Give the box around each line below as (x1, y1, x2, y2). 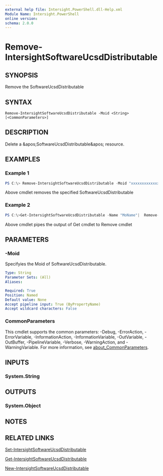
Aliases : (5, 279, 23, 284)
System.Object (5, 402, 41, 409)
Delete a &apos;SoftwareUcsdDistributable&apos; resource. (5, 141, 125, 147)
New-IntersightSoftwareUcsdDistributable (5, 465, 89, 471)
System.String (5, 373, 40, 379)
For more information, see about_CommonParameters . (40, 344, 149, 350)
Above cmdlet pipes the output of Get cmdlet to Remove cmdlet (5, 221, 132, 227)
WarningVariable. (5, 344, 40, 350)
